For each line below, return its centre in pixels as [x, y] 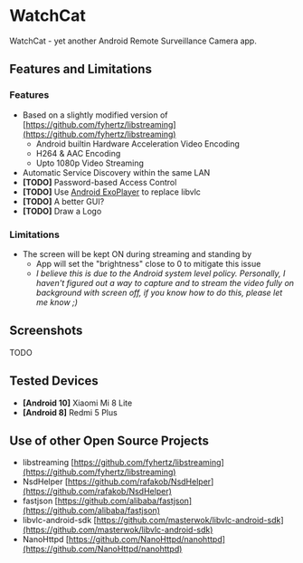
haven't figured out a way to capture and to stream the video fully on [165, 282]
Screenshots [46, 331]
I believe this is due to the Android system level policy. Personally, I [161, 273]
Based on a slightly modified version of [95, 115]
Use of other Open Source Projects [109, 440]
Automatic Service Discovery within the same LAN [116, 172]
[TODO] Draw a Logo [62, 211]
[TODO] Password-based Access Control [99, 182]
